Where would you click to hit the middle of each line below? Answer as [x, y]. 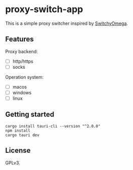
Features [19, 39]
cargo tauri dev [22, 135]
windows [22, 93]
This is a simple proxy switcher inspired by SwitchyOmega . [66, 23]
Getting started [30, 115]
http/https [23, 61]
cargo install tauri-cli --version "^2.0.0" [53, 126]
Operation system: [25, 77]
